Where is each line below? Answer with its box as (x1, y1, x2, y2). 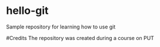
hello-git (6, 4, 49, 17)
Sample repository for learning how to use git (6, 23, 116, 30)
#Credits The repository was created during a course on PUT (6, 34, 155, 41)
